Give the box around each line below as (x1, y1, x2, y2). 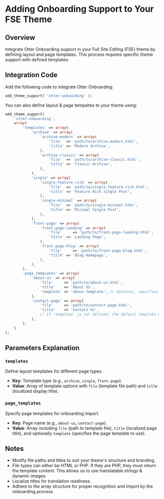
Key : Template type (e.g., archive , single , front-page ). (12, 378, 123, 384)
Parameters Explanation (5, 344, 80, 352)
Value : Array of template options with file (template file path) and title (12, 383, 158, 389)
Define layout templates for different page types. (5, 368, 103, 374)
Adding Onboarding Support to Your (5, 3, 154, 15)
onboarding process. (12, 489, 55, 495)
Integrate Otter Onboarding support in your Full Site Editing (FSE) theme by (5, 47, 156, 52)
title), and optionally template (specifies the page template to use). (12, 430, 146, 436)
